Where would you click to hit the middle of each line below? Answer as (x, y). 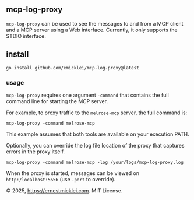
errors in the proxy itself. (36, 152)
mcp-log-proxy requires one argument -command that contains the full (87, 95)
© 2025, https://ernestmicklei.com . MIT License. (64, 190)
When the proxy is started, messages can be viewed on (73, 173)
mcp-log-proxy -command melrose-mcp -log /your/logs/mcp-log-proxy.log (95, 162)
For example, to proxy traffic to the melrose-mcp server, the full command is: (97, 113)
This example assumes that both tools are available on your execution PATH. (98, 134)
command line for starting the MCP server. (57, 101)
